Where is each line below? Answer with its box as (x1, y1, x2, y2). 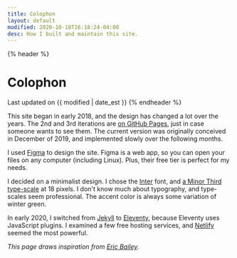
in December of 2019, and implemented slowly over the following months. (7, 134, 223, 143)
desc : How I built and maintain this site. (7, 30, 139, 38)
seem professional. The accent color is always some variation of (28, 193, 217, 201)
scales (7, 193, 27, 201)
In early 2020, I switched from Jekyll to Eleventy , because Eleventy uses (7, 214, 220, 222)
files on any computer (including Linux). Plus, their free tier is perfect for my (7, 156, 230, 164)
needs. (7, 163, 28, 172)
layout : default (7, 17, 56, 24)
